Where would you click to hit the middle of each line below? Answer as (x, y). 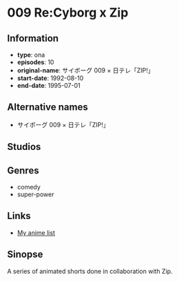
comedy (29, 187)
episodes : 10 (35, 62)
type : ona (31, 55)
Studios (24, 147)
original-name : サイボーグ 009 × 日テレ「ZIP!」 (85, 70)
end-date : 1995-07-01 (49, 85)
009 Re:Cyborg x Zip (68, 13)
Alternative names (48, 107)
